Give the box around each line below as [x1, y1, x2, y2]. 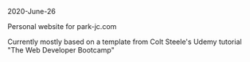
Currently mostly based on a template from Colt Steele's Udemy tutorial [7, 37, 242, 46]
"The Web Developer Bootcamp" [7, 46, 115, 54]
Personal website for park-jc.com [7, 22, 117, 31]
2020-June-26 [7, 7, 57, 16]
